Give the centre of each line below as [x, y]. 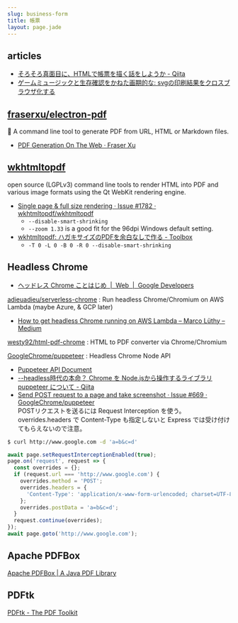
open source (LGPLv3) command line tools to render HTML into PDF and [113, 184]
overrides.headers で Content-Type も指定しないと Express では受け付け [124, 419]
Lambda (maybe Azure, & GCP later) [60, 307]
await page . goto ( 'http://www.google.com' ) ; [73, 534]
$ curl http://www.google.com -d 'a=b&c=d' [73, 442]
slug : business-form [38, 14]
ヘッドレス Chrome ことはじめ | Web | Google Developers [106, 285]
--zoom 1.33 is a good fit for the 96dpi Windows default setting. [121, 228]
